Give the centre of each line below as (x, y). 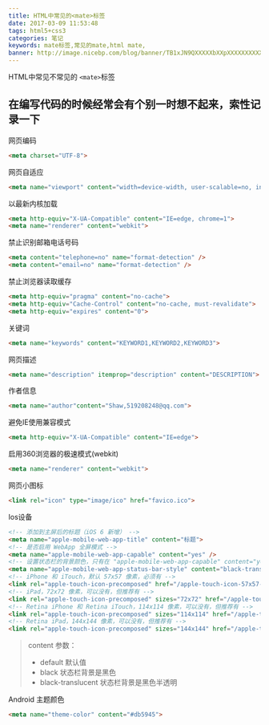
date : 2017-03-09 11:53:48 (53, 23)
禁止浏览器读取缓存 (40, 281)
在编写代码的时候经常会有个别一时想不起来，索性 (129, 105)
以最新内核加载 (33, 203)
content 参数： (52, 646)
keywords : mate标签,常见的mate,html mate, (77, 46)
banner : (21, 53)
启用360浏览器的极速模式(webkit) (63, 454)
